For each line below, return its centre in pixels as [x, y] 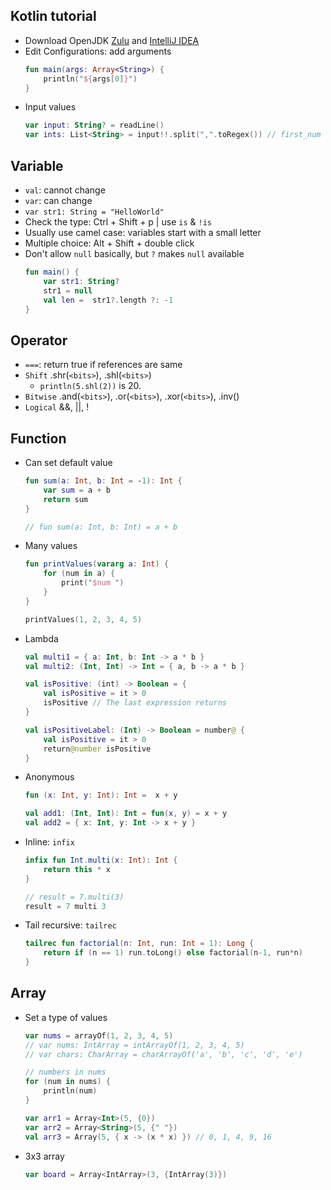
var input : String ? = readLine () [94, 125]
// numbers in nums [65, 1072]
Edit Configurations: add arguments [98, 51]
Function [38, 438]
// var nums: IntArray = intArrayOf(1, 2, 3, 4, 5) [134, 1045]
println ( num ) [70, 1091]
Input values [50, 107]
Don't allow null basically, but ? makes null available [134, 253]
